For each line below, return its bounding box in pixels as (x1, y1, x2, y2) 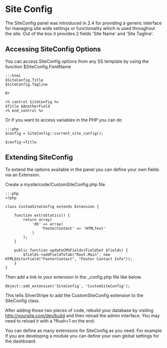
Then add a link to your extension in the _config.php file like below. (5, 274, 142, 280)
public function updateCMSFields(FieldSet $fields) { (14, 248, 128, 253)
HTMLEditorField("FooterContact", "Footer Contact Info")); (5, 256, 133, 261)
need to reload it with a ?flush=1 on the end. (5, 318, 95, 324)
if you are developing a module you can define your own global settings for (5, 333, 160, 339)
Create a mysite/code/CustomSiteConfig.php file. (5, 181, 106, 187)
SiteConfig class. (5, 298, 40, 304)
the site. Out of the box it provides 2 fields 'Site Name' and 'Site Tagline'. (5, 30, 154, 36)
